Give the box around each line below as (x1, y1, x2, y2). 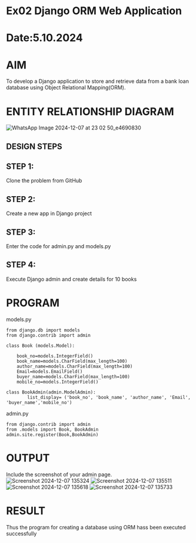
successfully (6, 530, 37, 537)
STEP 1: (6, 161, 34, 172)
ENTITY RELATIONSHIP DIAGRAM (6, 105, 175, 118)
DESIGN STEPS (6, 141, 63, 151)
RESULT (6, 504, 46, 518)
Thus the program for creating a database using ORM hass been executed (6, 524, 186, 531)
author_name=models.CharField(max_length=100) (16, 363, 133, 369)
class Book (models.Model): (6, 343, 75, 349)
